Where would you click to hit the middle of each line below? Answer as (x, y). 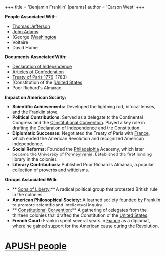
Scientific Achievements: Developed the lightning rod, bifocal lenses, (84, 107)
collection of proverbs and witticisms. (51, 170)
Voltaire (20, 42)
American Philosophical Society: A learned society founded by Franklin (86, 200)
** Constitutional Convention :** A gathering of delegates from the (80, 210)
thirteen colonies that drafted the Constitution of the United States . (80, 215)
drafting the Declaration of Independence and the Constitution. (76, 128)
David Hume (25, 47)
